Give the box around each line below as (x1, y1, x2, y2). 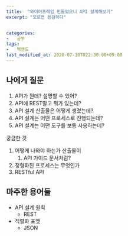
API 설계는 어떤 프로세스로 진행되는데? (14, 114, 103, 121)
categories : (6, 30, 35, 36)
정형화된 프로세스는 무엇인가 (14, 161, 80, 169)
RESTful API (14, 168, 44, 175)
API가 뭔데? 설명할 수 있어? (14, 92, 78, 99)
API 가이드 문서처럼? (23, 154, 71, 161)
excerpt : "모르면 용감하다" (6, 14, 67, 20)
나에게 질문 (6, 75, 44, 86)
